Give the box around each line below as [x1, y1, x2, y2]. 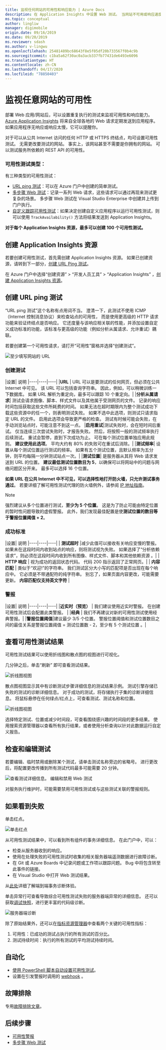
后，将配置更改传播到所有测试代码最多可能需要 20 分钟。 [5, 765, 122, 771]
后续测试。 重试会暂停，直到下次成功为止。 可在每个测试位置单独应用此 [5, 435, 151, 441]
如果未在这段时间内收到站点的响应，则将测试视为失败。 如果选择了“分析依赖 [5, 547, 160, 552]
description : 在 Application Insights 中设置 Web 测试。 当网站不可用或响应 [5, 12, 155, 17]
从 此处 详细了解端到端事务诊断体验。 [5, 883, 79, 889]
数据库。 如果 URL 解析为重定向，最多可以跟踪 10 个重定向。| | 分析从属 [9, 391, 154, 397]
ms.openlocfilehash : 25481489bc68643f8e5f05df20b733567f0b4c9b [5, 48, 138, 53]
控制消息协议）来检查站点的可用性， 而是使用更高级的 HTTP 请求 [26, 314, 159, 320]
